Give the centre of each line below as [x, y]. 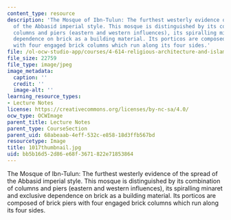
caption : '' [31, 77]
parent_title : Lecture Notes [49, 122]
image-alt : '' [33, 90]
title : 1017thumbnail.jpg [44, 148]
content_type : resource [41, 13]
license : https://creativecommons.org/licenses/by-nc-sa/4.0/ [98, 109]
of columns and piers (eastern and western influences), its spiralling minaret [115, 188]
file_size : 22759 [32, 58]
